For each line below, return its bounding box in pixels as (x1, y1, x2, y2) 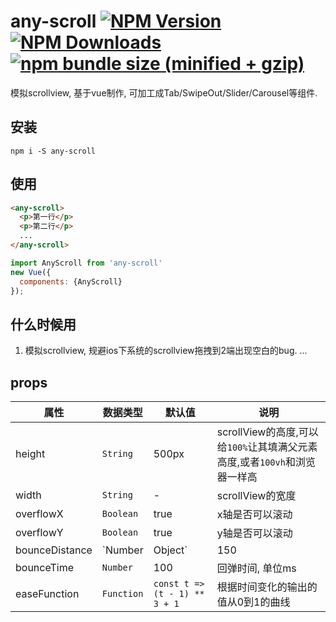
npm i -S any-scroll (10, 146, 97, 156)
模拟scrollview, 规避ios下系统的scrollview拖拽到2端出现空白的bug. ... (24, 345, 308, 357)
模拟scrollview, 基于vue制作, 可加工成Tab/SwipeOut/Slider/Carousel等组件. (10, 86, 318, 99)
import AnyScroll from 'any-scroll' (10, 258, 163, 268)
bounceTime (15, 561, 75, 575)
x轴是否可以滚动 (216, 508, 293, 522)
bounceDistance (15, 543, 93, 557)
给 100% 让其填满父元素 (216, 440, 318, 454)
